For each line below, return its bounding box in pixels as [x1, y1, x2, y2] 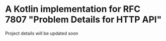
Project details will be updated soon [5, 30, 79, 36]
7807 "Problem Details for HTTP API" [5, 14, 162, 25]
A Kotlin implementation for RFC [5, 3, 141, 15]
